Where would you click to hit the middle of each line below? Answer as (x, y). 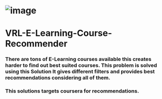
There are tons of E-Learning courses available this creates (78, 59)
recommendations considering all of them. (58, 78)
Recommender (36, 44)
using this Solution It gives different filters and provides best (80, 72)
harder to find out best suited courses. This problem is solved (81, 65)
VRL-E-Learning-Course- (59, 33)
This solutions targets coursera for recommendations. (72, 91)
